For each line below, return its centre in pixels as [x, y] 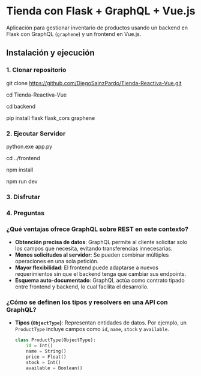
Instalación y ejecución [50, 53]
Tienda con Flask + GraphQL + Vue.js [101, 11]
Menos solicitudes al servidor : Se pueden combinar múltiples [92, 255]
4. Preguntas [25, 213]
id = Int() [40, 346]
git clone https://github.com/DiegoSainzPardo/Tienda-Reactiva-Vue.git [94, 83]
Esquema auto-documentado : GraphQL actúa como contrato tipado [100, 281]
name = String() [46, 351]
